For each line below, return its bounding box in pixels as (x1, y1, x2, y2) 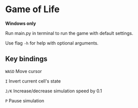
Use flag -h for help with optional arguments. (5, 40, 99, 46)
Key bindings (5, 55, 48, 63)
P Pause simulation (5, 97, 44, 103)
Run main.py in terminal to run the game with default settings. (5, 30, 133, 36)
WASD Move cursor (5, 68, 42, 74)
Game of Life (5, 4, 60, 15)
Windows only (5, 20, 36, 26)
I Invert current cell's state (5, 78, 61, 84)
